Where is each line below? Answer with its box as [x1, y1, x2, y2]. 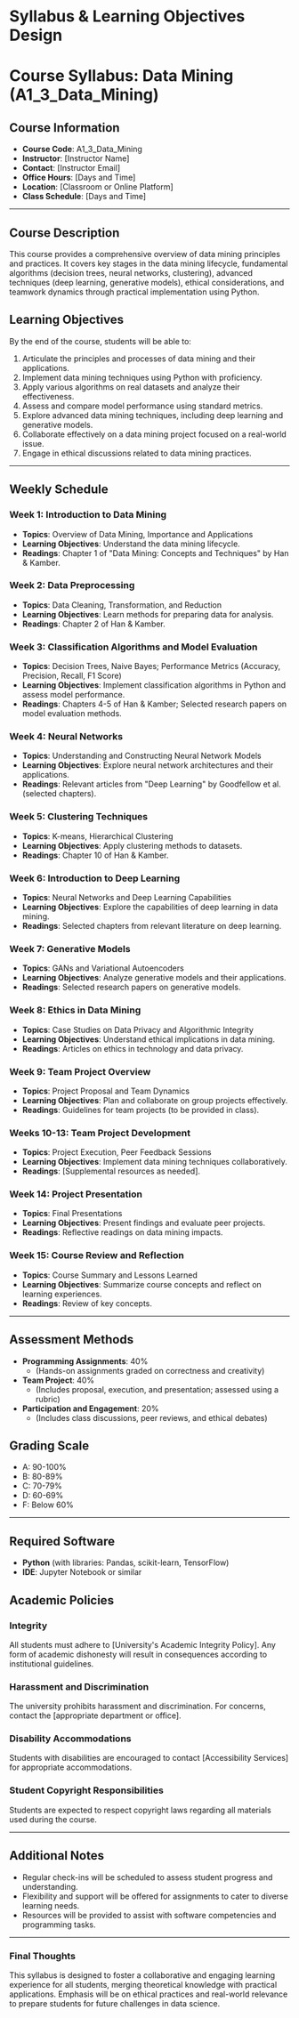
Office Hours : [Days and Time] [21, 172, 136, 183]
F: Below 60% [21, 1499, 74, 1510]
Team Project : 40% [21, 1375, 95, 1385]
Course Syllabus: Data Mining [9, 66, 234, 86]
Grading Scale [9, 1438, 90, 1453]
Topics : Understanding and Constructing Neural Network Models [21, 750, 262, 762]
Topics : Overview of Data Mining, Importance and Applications [21, 529, 254, 539]
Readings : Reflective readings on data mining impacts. [21, 1227, 223, 1238]
